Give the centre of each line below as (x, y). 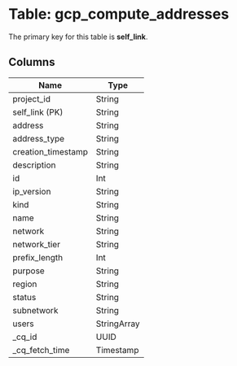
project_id (32, 98)
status (24, 297)
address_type (39, 138)
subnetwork (35, 310)
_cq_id (25, 337)
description (34, 165)
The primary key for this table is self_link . (78, 37)
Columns (32, 62)
